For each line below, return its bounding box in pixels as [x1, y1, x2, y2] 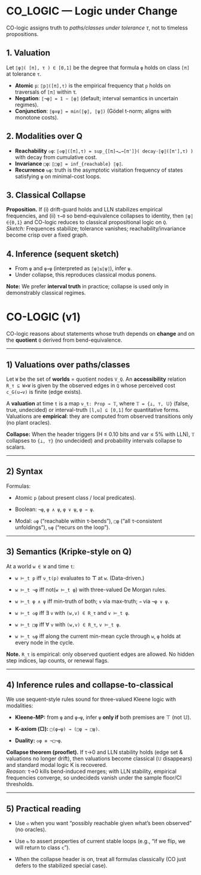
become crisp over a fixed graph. [6, 231, 89, 238]
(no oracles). [14, 826, 47, 833]
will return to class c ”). [14, 844, 71, 851]
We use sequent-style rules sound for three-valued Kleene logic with [6, 695, 176, 703]
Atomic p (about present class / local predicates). [14, 494, 136, 501]
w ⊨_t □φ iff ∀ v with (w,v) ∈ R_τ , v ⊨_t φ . [14, 620, 121, 628]
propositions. [6, 30, 39, 37]
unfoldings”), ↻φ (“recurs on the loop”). [14, 524, 111, 531]
